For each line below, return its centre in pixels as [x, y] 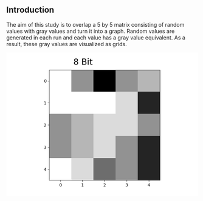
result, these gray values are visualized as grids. [67, 44]
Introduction [30, 10]
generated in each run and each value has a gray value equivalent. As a [96, 37]
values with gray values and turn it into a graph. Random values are [91, 31]
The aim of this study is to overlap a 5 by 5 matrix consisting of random [95, 24]
